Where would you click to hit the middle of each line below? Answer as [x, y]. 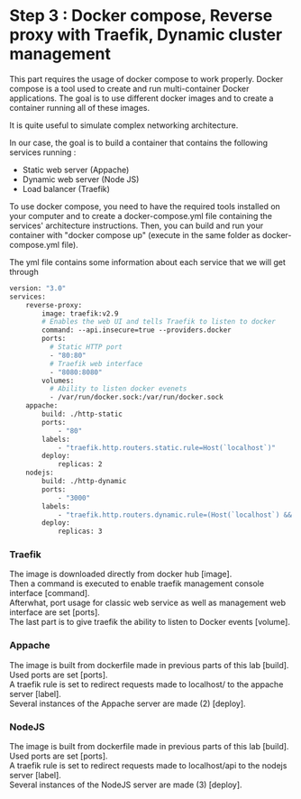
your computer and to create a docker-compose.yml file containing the [141, 216]
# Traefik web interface [96, 363]
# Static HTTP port [86, 347]
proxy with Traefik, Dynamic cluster [146, 35]
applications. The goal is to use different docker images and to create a [141, 98]
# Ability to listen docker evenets [118, 389]
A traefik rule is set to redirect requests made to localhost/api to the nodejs [148, 766]
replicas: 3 [80, 532]
